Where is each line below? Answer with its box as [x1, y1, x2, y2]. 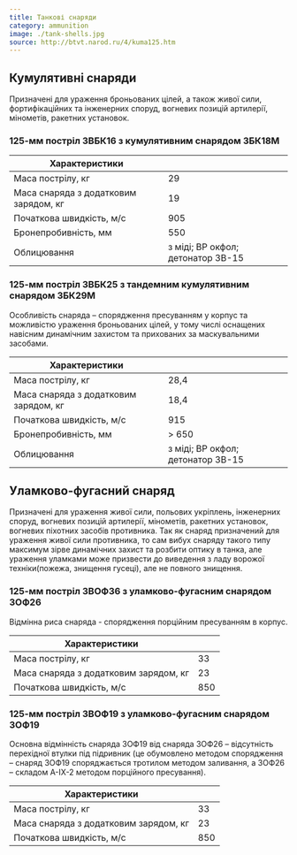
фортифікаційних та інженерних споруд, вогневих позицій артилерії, [9, 103, 268, 114]
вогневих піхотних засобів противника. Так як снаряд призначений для [9, 525, 280, 536]
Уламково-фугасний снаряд [9, 484, 175, 499]
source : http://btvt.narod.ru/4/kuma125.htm [9, 37, 176, 47]
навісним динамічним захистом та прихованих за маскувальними [9, 328, 260, 339]
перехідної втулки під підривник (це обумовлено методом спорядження [9, 748, 284, 759]
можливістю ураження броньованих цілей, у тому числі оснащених [9, 319, 265, 330]
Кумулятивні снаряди [9, 70, 137, 85]
